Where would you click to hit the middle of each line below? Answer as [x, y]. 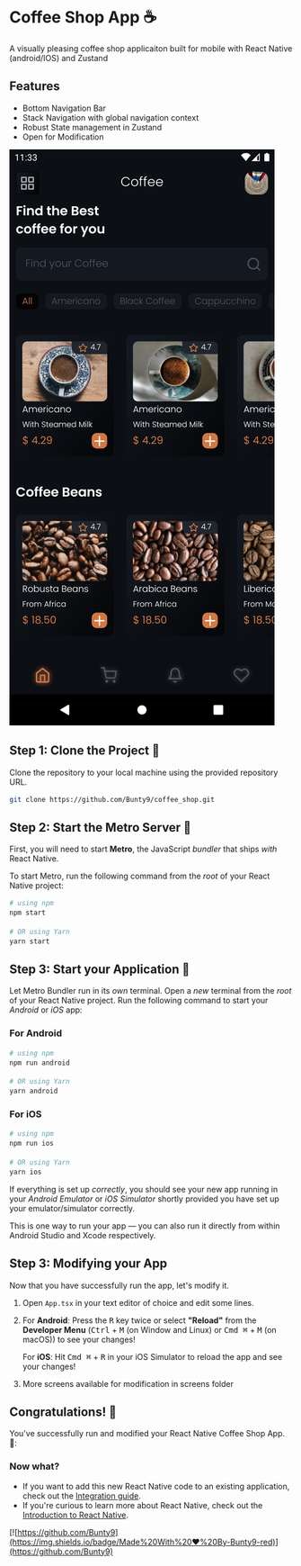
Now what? [35, 1466]
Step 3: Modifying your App [89, 1264]
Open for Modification [63, 137]
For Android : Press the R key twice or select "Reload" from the [139, 1320]
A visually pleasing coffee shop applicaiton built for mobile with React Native [151, 48]
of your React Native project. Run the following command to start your [139, 1001]
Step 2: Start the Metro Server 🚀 [100, 828]
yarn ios [26, 1172]
